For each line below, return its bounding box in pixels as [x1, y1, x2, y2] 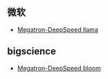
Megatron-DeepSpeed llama [17, 25, 98, 33]
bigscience [7, 46, 57, 58]
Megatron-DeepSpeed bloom [17, 64, 102, 72]
